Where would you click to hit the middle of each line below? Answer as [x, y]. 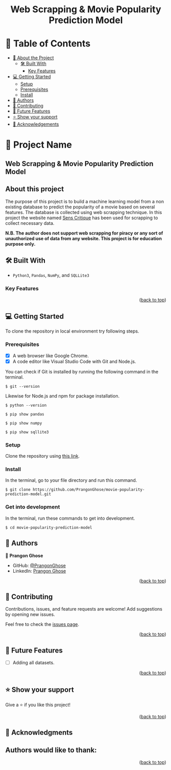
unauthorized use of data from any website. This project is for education [84, 238]
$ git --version [22, 386]
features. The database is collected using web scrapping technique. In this [84, 212]
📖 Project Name [39, 145]
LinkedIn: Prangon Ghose [39, 571]
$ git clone [18, 490]
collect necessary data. [30, 223]
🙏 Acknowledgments [39, 732]
